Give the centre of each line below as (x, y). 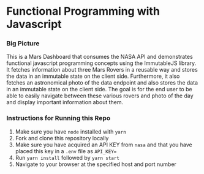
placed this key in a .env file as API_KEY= (66, 151)
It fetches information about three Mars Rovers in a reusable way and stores (102, 70)
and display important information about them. (65, 102)
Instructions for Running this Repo (59, 118)
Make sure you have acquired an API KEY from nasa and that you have (104, 145)
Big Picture (23, 43)
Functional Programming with (83, 11)
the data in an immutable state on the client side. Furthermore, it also (93, 76)
